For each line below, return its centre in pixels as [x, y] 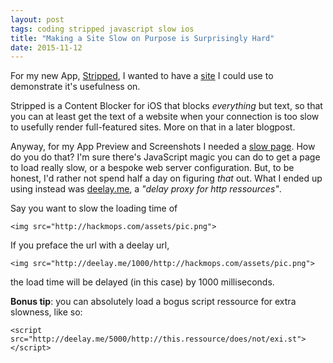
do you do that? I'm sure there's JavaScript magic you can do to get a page [165, 157]
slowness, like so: [46, 312]
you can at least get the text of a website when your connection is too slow [165, 117]
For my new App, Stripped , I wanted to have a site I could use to [142, 76]
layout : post [37, 19]
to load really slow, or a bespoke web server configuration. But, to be [152, 168]
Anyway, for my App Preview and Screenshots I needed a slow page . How [163, 147]
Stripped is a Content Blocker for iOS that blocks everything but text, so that [166, 106]
